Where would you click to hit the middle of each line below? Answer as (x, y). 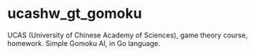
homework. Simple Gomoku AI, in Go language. (84, 43)
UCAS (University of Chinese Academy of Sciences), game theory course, (128, 35)
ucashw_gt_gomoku (75, 14)
